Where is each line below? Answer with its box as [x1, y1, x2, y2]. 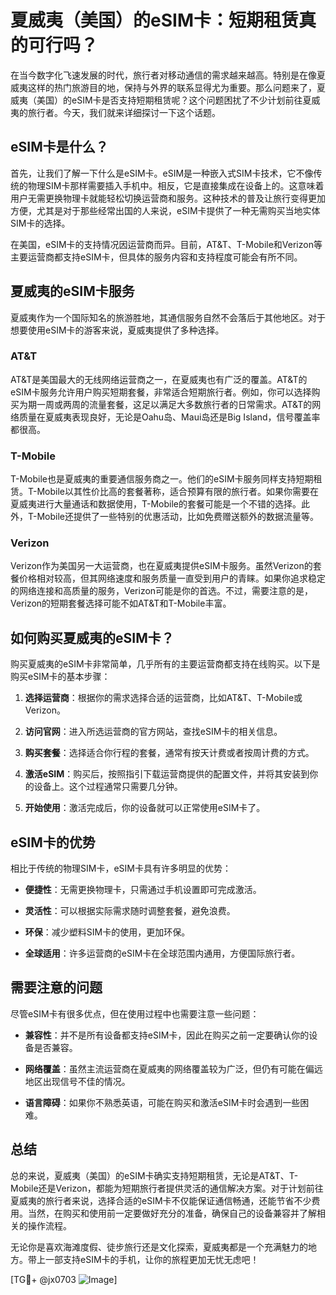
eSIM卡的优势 [10, 834, 96, 851]
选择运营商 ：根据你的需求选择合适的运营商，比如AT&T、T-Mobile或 [24, 692, 303, 704]
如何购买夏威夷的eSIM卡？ [10, 629, 175, 646]
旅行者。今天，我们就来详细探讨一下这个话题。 [27, 106, 221, 118]
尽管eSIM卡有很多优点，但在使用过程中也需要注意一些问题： [10, 1007, 260, 1020]
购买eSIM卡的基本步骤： [10, 671, 111, 683]
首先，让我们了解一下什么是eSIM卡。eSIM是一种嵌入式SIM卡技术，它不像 [10, 167, 314, 179]
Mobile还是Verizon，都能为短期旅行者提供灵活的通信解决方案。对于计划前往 [10, 1182, 324, 1194]
